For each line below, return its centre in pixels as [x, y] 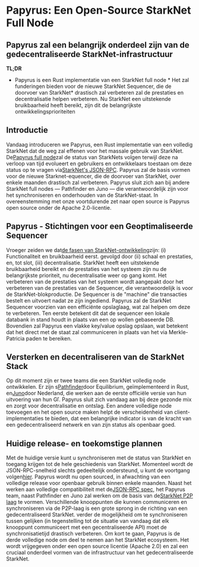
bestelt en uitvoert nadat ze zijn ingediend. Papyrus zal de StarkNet [89, 300]
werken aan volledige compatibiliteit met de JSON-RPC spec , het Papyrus [96, 489]
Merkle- [178, 332]
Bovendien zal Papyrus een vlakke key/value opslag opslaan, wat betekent [97, 326]
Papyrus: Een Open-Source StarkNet [99, 10]
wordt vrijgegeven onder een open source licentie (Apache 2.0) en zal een [97, 546]
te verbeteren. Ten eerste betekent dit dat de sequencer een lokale [88, 313]
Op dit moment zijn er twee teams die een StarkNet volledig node [86, 380]
